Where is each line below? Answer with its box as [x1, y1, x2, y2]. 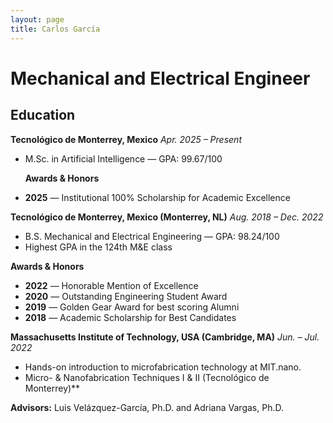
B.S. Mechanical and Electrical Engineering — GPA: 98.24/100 [24, 230, 280, 242]
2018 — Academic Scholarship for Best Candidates [24, 311, 237, 323]
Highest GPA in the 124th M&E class [24, 241, 173, 253]
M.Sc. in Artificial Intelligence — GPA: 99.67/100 [24, 152, 223, 165]
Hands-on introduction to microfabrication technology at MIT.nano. [24, 361, 302, 373]
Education [10, 107, 76, 124]
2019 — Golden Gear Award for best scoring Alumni [24, 301, 240, 313]
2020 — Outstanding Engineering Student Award [24, 290, 228, 302]
